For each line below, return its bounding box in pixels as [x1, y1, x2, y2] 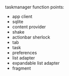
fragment [12, 65, 31, 71]
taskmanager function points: [5, 4, 65, 10]
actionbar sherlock [12, 34, 50, 40]
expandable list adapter [12, 60, 60, 66]
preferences [12, 50, 37, 56]
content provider [12, 24, 46, 30]
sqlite [12, 19, 23, 24]
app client [12, 14, 33, 19]
